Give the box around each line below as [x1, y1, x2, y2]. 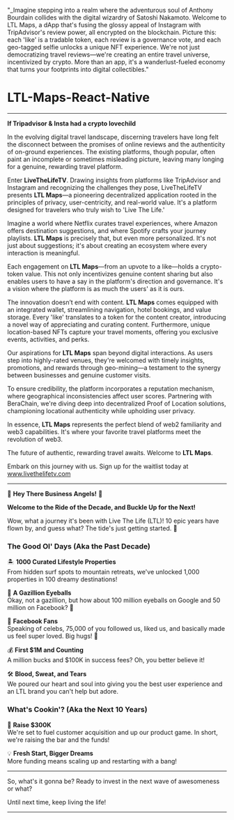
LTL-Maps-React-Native [7, 90, 150, 105]
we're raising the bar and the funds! [7, 736, 110, 744]
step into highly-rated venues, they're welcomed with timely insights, [7, 356, 205, 364]
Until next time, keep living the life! [7, 798, 107, 806]
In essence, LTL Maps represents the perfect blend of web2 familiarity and [7, 420, 221, 428]
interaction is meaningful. [7, 248, 80, 257]
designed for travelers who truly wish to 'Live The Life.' [7, 205, 165, 214]
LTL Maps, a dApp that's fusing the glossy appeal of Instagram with [7, 21, 201, 29]
